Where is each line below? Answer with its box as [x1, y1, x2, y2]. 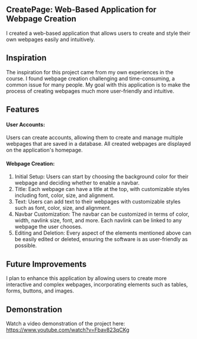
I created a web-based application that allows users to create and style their [6, 29, 191, 37]
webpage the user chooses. [14, 223, 83, 231]
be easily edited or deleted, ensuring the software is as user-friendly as [14, 236, 188, 243]
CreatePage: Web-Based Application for [6, 5, 157, 15]
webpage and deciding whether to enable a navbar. [14, 179, 140, 186]
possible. [14, 242, 37, 249]
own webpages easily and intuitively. [6, 35, 95, 43]
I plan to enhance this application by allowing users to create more [6, 275, 167, 282]
